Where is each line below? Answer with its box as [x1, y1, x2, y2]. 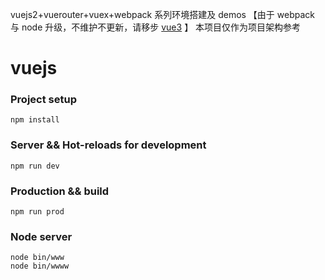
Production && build [10, 184, 110, 198]
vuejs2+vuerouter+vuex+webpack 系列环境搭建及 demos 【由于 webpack [10, 9, 315, 20]
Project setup [10, 93, 77, 107]
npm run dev [10, 161, 60, 171]
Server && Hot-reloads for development [10, 138, 207, 152]
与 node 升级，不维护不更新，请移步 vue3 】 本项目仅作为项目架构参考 [10, 21, 302, 33]
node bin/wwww [10, 261, 70, 272]
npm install [10, 115, 60, 125]
